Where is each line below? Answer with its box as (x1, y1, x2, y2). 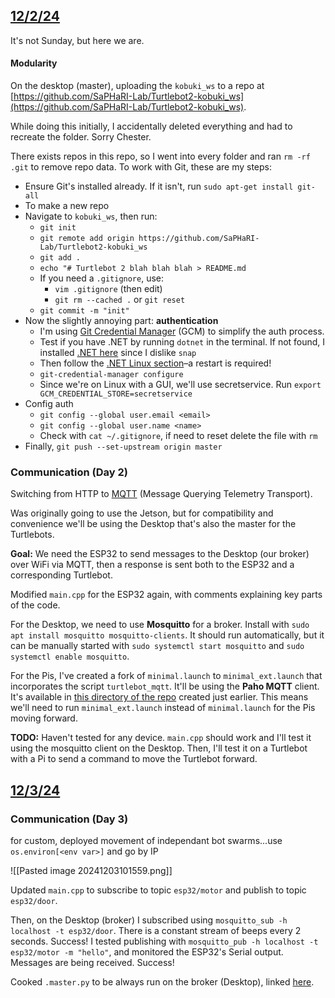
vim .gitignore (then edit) (54, 283, 163, 295)
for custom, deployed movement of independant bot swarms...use (10, 835, 283, 846)
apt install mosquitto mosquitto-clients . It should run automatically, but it (10, 629, 325, 641)
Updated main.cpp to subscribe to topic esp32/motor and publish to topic (10, 884, 307, 896)
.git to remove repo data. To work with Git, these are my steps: (10, 161, 273, 173)
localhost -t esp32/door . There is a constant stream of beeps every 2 (10, 925, 302, 936)
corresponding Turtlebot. (10, 569, 113, 581)
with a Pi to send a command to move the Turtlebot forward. (10, 753, 258, 765)
